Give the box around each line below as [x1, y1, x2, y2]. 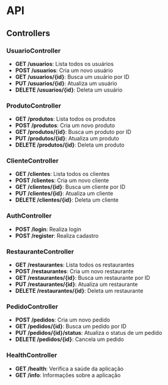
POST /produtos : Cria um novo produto [15, 122, 115, 129]
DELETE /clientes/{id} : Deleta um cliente [15, 196, 119, 204]
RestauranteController [6, 247, 75, 255]
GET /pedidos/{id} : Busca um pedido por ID [15, 323, 127, 330]
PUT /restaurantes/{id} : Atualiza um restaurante [15, 280, 139, 288]
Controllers [6, 28, 51, 38]
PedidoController [6, 302, 59, 310]
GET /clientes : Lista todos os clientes [15, 170, 110, 178]
